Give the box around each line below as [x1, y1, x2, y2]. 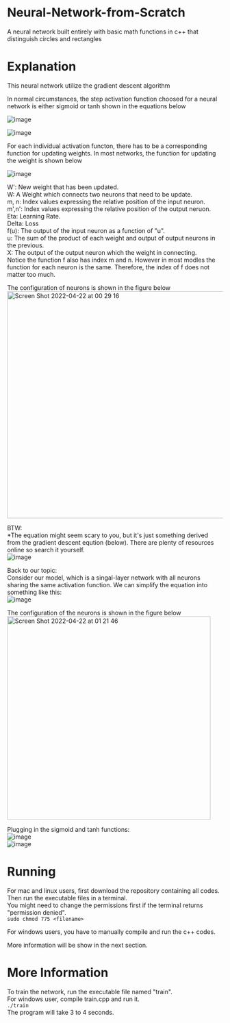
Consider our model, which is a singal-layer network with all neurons [7, 574, 201, 582]
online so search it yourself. [7, 545, 86, 554]
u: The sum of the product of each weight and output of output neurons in [7, 234, 216, 242]
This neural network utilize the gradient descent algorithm [7, 81, 170, 90]
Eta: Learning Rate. [7, 212, 61, 220]
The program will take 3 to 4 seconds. [7, 1008, 114, 1016]
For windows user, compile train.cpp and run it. [7, 995, 140, 1003]
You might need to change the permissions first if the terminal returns [7, 901, 203, 909]
